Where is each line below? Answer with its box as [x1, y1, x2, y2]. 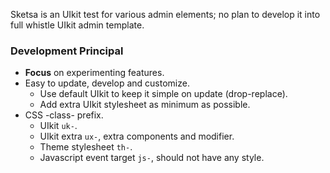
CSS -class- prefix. [24, 109, 104, 121]
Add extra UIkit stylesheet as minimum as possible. [39, 99, 251, 111]
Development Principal [10, 44, 124, 58]
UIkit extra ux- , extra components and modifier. [39, 130, 235, 143]
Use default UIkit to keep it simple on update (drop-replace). [39, 88, 288, 100]
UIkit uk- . [39, 120, 78, 132]
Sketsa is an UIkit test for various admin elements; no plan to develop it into [10, 9, 321, 20]
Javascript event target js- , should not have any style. [39, 152, 265, 164]
